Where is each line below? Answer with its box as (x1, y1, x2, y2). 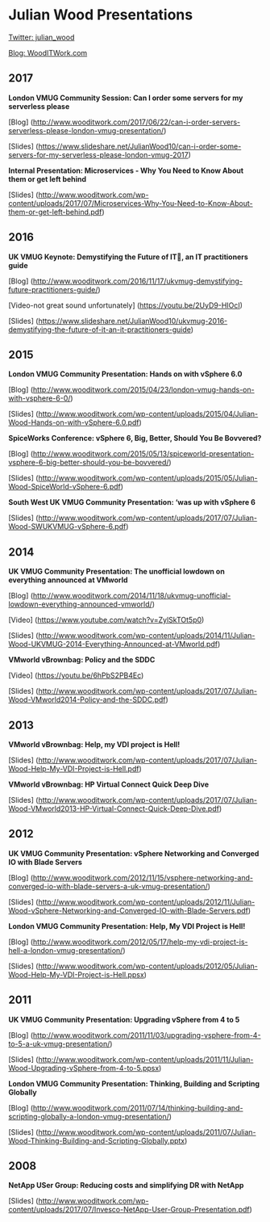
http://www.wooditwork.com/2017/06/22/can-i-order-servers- (32, 117, 241, 127)
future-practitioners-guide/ (8, 284, 98, 294)
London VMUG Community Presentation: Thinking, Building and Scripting (8, 1078, 260, 1088)
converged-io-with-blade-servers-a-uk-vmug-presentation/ (8, 881, 208, 891)
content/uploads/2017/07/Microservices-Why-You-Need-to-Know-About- (8, 198, 253, 208)
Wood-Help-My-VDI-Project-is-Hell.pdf (8, 764, 139, 773)
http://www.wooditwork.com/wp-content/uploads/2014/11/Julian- (38, 631, 255, 640)
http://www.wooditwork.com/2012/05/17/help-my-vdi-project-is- (32, 937, 248, 947)
